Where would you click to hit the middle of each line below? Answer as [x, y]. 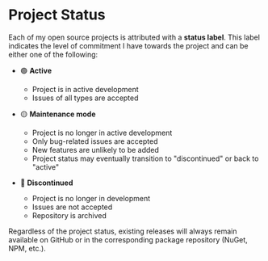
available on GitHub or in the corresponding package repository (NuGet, [128, 239]
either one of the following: [53, 54]
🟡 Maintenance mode [58, 114]
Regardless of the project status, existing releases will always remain [123, 231]
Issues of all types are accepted [85, 98]
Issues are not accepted [72, 207]
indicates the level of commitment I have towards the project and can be [128, 45]
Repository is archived [69, 215]
